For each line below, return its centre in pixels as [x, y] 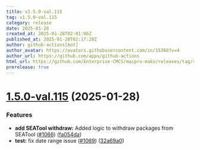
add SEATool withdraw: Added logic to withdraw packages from [94, 128]
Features [19, 115]
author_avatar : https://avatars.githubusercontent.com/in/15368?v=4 [93, 51]
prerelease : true [28, 67]
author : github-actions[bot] [42, 45]
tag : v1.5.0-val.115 [32, 17]
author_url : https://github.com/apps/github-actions [73, 56]
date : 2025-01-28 [28, 28]
